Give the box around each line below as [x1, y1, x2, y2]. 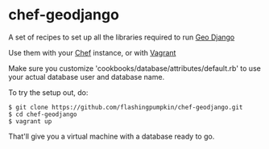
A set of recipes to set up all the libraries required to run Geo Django [8, 32, 235, 42]
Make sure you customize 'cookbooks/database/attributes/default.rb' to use [8, 63, 262, 73]
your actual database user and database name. [8, 72, 165, 81]
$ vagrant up [8, 117, 52, 126]
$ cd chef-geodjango [8, 110, 78, 118]
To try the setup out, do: [8, 87, 89, 97]
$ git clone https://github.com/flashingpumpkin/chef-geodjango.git [8, 103, 243, 111]
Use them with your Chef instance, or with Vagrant [8, 48, 176, 57]
